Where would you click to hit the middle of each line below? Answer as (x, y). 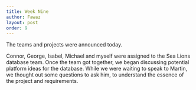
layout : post (22, 22)
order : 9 (17, 28)
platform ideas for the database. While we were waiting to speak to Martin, (97, 69)
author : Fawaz (24, 17)
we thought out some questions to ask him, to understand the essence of (95, 75)
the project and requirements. (42, 81)
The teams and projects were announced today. (64, 45)
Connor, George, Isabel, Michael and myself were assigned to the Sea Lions (98, 56)
